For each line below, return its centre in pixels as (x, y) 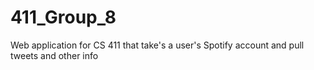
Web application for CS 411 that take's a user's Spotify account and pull (157, 45)
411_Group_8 (63, 17)
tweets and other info (54, 55)
